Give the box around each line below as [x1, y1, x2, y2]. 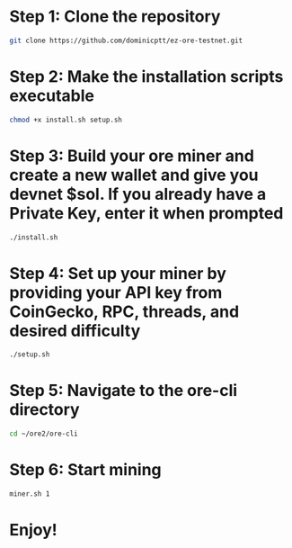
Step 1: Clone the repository [9, 6, 221, 27]
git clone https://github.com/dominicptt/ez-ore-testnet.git [9, 36, 243, 45]
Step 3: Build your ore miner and [9, 146, 254, 166]
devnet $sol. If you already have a [9, 184, 267, 204]
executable [9, 85, 94, 105]
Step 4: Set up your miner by [9, 263, 227, 283]
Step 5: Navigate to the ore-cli [9, 381, 238, 401]
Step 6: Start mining [9, 460, 162, 481]
